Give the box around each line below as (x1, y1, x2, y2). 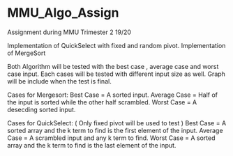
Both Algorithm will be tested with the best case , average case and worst (7, 62, 219, 70)
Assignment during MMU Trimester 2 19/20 (7, 28, 131, 36)
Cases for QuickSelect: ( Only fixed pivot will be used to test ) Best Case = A (7, 118, 227, 127)
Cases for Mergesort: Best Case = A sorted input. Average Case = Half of (7, 91, 218, 99)
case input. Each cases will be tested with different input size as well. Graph (7, 70, 225, 78)
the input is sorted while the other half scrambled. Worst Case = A (7, 97, 197, 106)
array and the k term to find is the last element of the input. (7, 141, 176, 149)
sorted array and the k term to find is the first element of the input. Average (7, 126, 223, 134)
